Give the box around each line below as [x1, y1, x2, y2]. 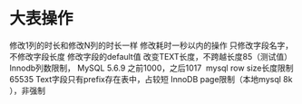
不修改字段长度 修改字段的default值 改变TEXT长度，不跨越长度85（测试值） [9, 51, 293, 61]
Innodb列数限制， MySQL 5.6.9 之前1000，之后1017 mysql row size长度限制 [9, 62, 294, 73]
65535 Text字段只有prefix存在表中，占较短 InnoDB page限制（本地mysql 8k [9, 73, 293, 84]
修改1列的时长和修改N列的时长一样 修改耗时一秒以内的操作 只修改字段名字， [9, 40, 294, 51]
